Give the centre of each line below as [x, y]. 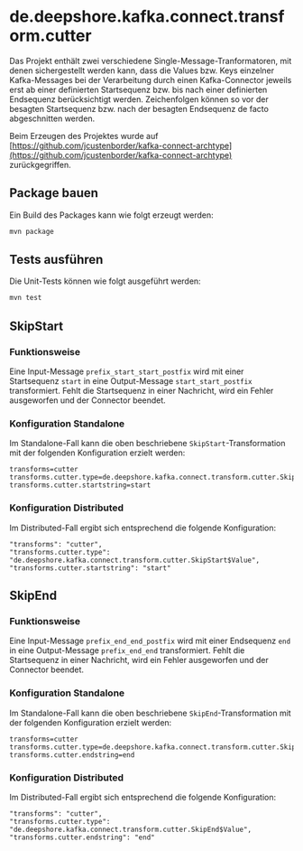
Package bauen [54, 193]
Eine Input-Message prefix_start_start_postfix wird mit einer [127, 371]
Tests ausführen [56, 260]
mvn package [32, 231]
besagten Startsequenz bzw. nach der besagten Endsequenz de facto [139, 108]
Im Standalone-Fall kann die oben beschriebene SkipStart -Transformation [147, 444]
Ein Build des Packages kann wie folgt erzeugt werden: [111, 215]
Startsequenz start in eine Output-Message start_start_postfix [131, 381]
